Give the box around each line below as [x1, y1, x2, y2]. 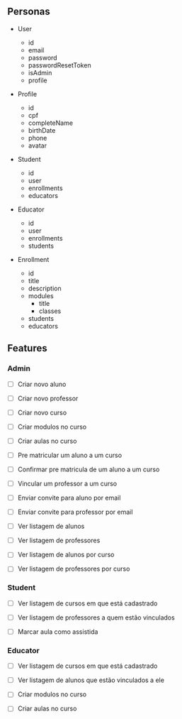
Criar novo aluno [17, 380, 67, 388]
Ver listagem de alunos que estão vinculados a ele [17, 676, 165, 684]
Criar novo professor [17, 394, 79, 402]
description [28, 284, 62, 292]
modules [28, 291, 55, 300]
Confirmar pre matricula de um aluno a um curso [17, 465, 160, 473]
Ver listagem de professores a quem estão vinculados [17, 613, 175, 622]
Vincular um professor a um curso [17, 479, 118, 488]
